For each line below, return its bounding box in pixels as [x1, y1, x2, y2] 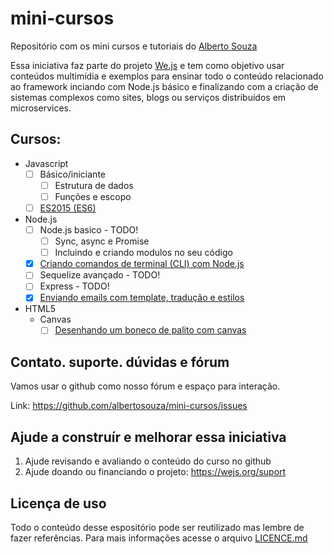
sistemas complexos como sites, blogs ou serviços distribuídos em [10, 91, 287, 103]
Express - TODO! [39, 280, 110, 292]
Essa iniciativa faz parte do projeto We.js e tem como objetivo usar [10, 59, 285, 71]
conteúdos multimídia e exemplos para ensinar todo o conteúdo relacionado [10, 70, 324, 82]
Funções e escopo [54, 190, 132, 202]
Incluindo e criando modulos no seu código [54, 247, 233, 259]
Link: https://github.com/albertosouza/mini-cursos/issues [10, 400, 248, 412]
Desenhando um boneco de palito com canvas [54, 324, 247, 336]
